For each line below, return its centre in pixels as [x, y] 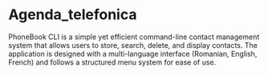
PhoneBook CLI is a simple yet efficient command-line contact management [134, 37]
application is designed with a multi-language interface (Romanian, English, [133, 53]
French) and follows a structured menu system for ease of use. [112, 62]
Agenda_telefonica [73, 15]
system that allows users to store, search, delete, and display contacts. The [133, 45]
